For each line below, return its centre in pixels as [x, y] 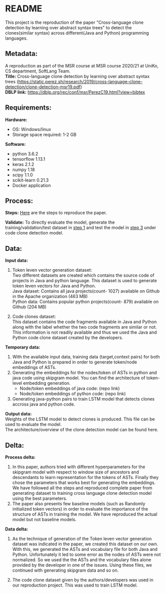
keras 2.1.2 [23, 164]
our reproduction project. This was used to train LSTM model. [75, 585]
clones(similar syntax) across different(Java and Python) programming [77, 33]
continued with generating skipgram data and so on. [65, 570]
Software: [16, 144]
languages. [17, 38]
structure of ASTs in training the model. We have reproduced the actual [85, 514]
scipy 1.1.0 [22, 175]
